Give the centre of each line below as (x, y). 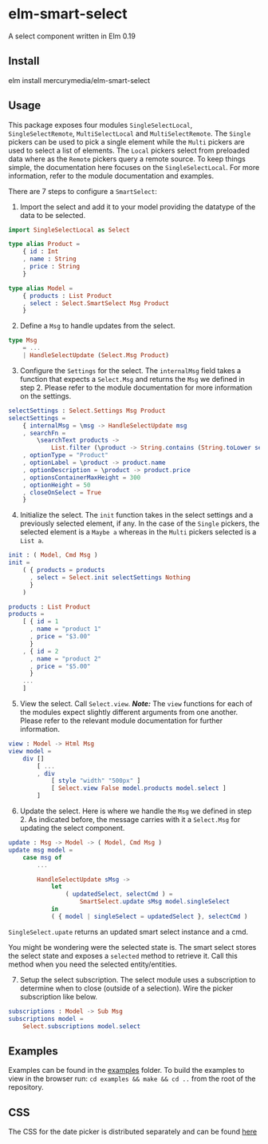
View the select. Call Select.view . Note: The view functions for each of (136, 704)
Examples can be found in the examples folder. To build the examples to (126, 1071)
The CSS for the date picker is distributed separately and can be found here (133, 1132)
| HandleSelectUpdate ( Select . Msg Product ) (96, 356)
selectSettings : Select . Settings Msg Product (87, 411)
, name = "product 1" (65, 629)
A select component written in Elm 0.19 (72, 36)
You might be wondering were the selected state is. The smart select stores (132, 947)
